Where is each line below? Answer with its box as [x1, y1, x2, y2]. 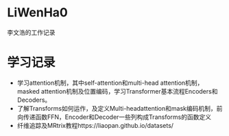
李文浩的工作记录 [7, 28, 56, 36]
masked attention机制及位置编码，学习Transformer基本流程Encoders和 [16, 87, 218, 95]
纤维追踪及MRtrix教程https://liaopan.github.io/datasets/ [16, 121, 173, 129]
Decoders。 [16, 96, 51, 104]
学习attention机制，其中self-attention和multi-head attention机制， [16, 79, 204, 87]
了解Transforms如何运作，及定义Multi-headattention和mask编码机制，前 [16, 104, 223, 112]
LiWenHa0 [7, 5, 69, 21]
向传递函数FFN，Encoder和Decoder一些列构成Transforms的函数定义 [16, 113, 211, 121]
